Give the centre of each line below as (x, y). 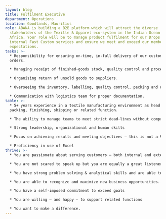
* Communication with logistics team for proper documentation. (77, 96)
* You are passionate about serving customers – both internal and (81, 155)
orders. (18, 60)
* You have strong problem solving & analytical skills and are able (83, 173)
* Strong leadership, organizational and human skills (67, 128)
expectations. (24, 47)
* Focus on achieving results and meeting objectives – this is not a (84, 137)
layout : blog (19, 10)
